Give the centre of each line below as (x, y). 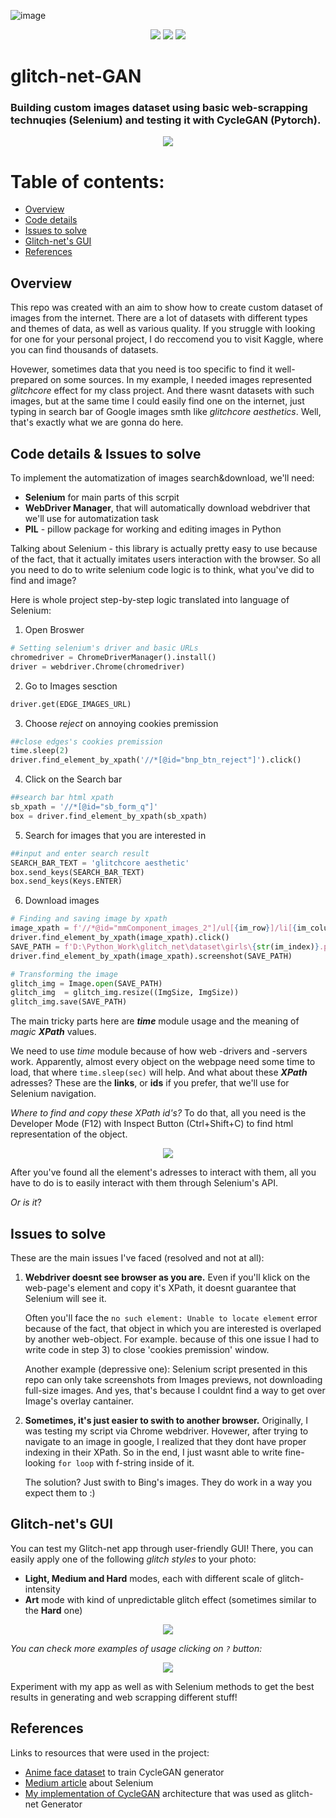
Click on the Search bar (73, 779)
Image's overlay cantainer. (79, 1401)
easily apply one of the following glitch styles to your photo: (133, 1559)
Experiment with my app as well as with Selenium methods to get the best (162, 1686)
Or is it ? (26, 1202)
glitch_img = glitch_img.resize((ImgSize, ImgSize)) (125, 993)
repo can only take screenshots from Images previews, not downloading (173, 1379)
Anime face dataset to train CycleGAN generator (124, 1772)
